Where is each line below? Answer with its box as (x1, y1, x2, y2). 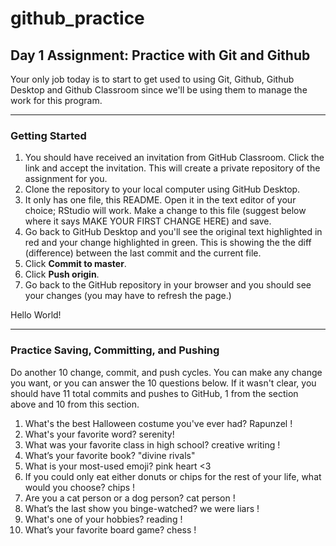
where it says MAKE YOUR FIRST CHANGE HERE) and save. (24, 215, 272, 227)
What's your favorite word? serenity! (24, 428, 175, 440)
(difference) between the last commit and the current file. (24, 247, 262, 259)
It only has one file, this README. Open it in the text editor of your (24, 194, 297, 206)
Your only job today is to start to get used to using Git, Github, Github (10, 73, 295, 85)
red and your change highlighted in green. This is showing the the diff (24, 237, 312, 249)
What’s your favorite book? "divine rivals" (24, 449, 196, 461)
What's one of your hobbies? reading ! (24, 513, 183, 525)
